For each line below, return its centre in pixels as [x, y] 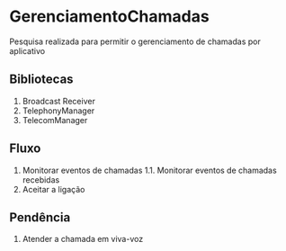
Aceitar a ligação [54, 189]
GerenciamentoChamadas [109, 17]
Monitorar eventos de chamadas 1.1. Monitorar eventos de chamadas [149, 170]
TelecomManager [55, 120]
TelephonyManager [58, 111]
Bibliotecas [41, 80]
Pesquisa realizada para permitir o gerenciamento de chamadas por [135, 41]
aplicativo [27, 50]
